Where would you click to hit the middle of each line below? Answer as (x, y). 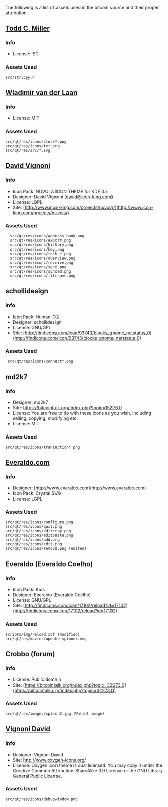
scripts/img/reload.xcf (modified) (43, 634)
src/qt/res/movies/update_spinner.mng (46, 639)
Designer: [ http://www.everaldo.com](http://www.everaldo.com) (79, 488)
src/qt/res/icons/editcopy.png (38, 531)
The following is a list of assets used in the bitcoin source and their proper (82, 7)
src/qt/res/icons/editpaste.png (39, 535)
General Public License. (37, 776)
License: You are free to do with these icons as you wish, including (82, 413)
